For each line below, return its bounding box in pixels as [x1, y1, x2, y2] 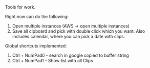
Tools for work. [5, 4, 36, 10]
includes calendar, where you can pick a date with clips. [12, 34, 126, 39]
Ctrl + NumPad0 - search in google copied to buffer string [12, 52, 129, 58]
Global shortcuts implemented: [5, 43, 67, 48]
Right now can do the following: [5, 14, 69, 19]
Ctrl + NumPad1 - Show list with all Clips [12, 58, 93, 63]
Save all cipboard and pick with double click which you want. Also [12, 28, 145, 34]
